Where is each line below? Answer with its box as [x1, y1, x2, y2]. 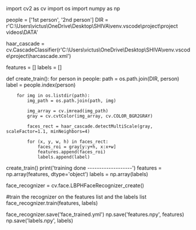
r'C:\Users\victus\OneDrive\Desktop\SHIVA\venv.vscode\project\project [6, 23, 178, 29]
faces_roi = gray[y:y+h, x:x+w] [37, 144, 116, 150]
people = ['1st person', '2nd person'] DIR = [6, 16, 109, 23]
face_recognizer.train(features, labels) [6, 200, 98, 207]
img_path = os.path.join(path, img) [27, 98, 116, 104]
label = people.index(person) [6, 81, 76, 88]
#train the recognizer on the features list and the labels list [6, 193, 147, 200]
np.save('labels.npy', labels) [6, 217, 74, 224]
